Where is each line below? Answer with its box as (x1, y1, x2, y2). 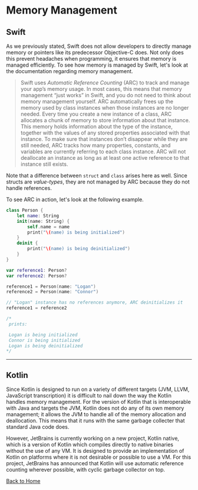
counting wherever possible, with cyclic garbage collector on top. (6, 466, 166, 473)
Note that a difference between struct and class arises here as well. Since (6, 172, 187, 179)
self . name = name (27, 223, 70, 230)
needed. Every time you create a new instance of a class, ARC (20, 110, 172, 117)
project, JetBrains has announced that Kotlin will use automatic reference (6, 460, 184, 467)
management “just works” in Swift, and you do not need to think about (20, 92, 192, 98)
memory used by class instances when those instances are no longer (20, 104, 189, 111)
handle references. (6, 185, 52, 192)
